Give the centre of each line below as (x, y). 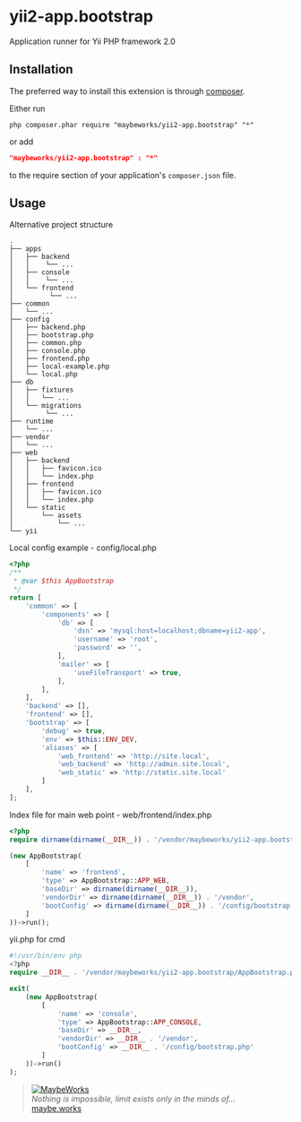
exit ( (19, 989)
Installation (41, 69)
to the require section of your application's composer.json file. (123, 175)
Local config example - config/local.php (83, 548)
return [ (26, 598)
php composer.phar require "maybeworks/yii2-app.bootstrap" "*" (132, 125)
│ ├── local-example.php (60, 367)
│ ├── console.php (48, 351)
